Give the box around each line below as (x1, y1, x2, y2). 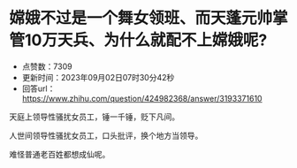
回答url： (21, 83, 56, 94)
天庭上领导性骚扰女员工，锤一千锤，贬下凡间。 (9, 111, 179, 122)
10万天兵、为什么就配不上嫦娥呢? (25, 30, 268, 50)
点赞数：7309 (21, 61, 72, 72)
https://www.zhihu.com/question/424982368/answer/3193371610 (21, 93, 263, 103)
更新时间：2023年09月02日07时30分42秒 (21, 72, 175, 82)
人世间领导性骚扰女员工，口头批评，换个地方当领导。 (9, 130, 203, 141)
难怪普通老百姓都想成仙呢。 (9, 149, 110, 159)
